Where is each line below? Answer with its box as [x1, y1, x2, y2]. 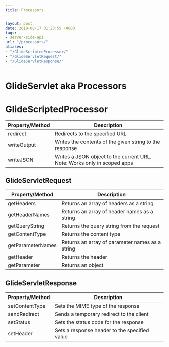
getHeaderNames [8, 211, 50, 218]
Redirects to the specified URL [55, 130, 127, 137]
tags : [5, 30, 17, 35]
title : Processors [5, 7, 44, 13]
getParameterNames [8, 242, 57, 249]
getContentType [8, 231, 46, 238]
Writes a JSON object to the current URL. [55, 153, 152, 160]
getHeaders [8, 200, 36, 207]
